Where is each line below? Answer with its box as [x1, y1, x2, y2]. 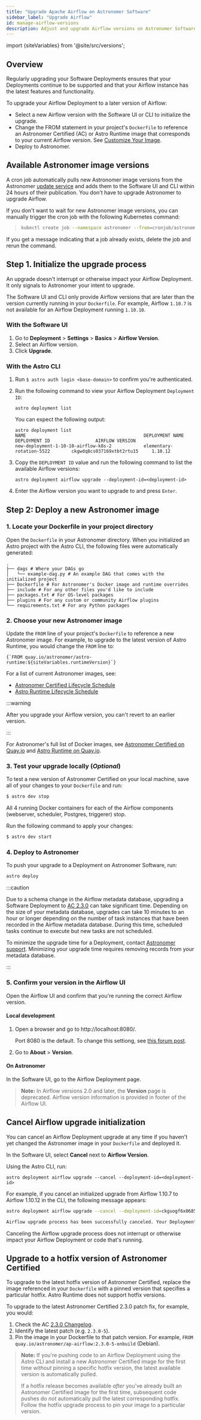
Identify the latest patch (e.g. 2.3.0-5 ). [14, 1327, 110, 1334]
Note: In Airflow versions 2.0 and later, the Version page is [20, 1088, 166, 1095]
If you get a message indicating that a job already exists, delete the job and [6, 235, 191, 243]
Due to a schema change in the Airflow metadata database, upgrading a [6, 896, 184, 903]
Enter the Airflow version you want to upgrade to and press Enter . [14, 488, 178, 495]
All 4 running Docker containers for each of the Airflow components [6, 804, 173, 812]
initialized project [6, 576, 58, 582]
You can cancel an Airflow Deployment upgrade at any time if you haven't [6, 1133, 188, 1140]
